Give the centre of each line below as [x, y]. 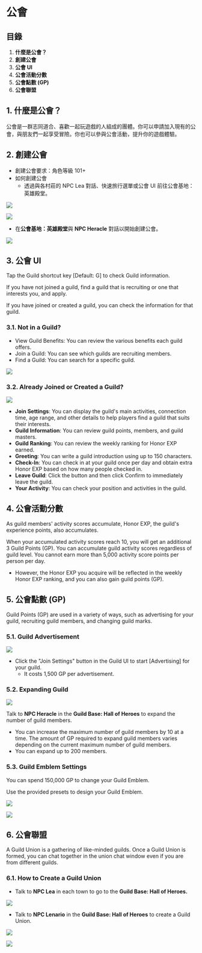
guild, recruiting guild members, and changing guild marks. [79, 621]
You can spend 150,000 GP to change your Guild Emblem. [78, 780]
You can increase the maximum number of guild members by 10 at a [99, 732]
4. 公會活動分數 [35, 508]
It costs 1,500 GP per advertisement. [69, 674]
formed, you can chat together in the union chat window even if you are [95, 856]
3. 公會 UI [24, 261]
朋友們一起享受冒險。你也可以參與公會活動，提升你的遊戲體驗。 [101, 134]
